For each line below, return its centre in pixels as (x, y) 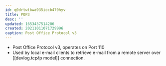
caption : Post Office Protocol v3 (41, 33)
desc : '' (14, 19)
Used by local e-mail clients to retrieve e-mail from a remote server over (86, 52)
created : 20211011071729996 (34, 28)
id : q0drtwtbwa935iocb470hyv (35, 10)
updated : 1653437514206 (30, 24)
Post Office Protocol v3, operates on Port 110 (58, 47)
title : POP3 (17, 14)
